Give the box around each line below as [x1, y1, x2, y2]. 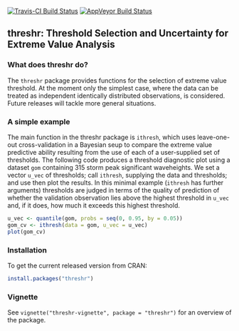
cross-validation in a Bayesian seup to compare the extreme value [18, 140, 212, 149]
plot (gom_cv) [7, 228, 46, 235]
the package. [7, 316, 46, 325]
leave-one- [197, 133, 230, 141]
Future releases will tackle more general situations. [7, 98, 156, 107]
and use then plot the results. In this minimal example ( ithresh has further [7, 178, 224, 187]
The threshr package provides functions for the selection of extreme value [7, 76, 227, 85]
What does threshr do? [7, 60, 89, 70]
